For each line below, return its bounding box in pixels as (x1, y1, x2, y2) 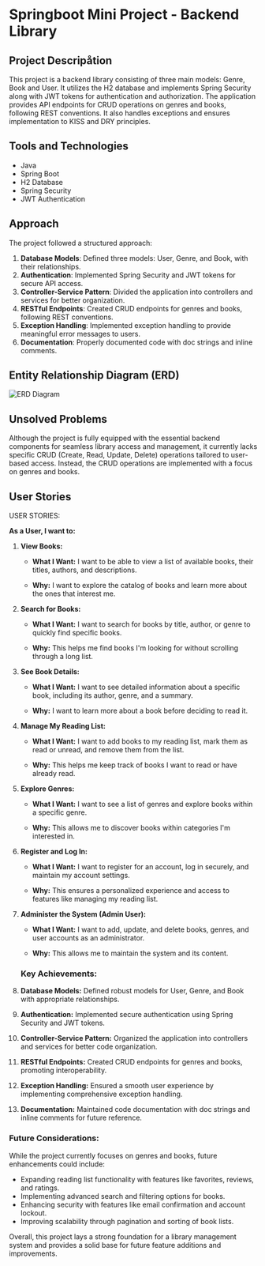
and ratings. (20, 1183, 60, 1193)
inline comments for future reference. (20, 1113, 143, 1123)
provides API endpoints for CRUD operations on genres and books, (9, 100, 227, 109)
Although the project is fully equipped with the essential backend (9, 433, 220, 443)
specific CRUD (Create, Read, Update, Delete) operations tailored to (9, 450, 230, 460)
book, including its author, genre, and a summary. (32, 691, 194, 700)
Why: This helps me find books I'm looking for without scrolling (32, 643, 239, 653)
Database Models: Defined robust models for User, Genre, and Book (20, 986, 244, 996)
